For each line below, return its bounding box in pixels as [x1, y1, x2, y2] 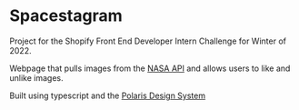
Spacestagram [9, 5, 123, 26]
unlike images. [9, 72, 64, 83]
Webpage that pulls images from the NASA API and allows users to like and [9, 63, 291, 74]
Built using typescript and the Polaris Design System [9, 90, 206, 101]
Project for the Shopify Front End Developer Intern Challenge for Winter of [9, 35, 286, 46]
